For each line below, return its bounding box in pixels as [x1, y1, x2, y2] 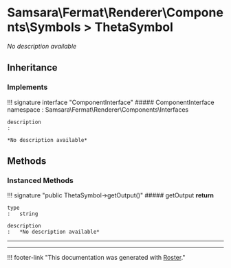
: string [7, 210, 38, 217]
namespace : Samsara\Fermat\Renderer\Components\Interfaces [7, 105, 189, 114]
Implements [7, 82, 48, 92]
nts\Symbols [7, 19, 81, 35]
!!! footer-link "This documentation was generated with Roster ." [7, 254, 186, 262]
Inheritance [7, 62, 58, 73]
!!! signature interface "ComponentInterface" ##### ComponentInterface [7, 98, 214, 106]
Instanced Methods [7, 175, 74, 185]
